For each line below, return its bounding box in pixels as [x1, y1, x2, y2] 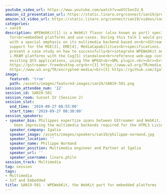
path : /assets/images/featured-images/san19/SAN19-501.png [9, 81, 135, 86]
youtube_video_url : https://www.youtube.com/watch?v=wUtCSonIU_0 [5, 7, 143, 12]
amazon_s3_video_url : [5, 16, 50, 21]
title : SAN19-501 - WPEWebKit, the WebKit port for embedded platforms [5, 183, 157, 188]
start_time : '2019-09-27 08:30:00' [9, 109, 83, 114]
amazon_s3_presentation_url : [5, 12, 66, 17]
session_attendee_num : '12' [5, 85, 64, 91]
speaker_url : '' [9, 150, 43, 155]
